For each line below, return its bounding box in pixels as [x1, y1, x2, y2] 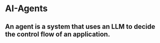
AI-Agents [5, 3, 48, 14]
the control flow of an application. [5, 30, 110, 38]
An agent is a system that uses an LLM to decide [5, 22, 156, 31]
